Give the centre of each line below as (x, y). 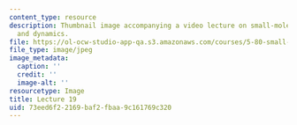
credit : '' (37, 75)
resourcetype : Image (47, 91)
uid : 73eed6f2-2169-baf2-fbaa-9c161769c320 (91, 107)
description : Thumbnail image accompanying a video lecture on (128, 26)
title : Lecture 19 (43, 99)
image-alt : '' (43, 83)
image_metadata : (39, 58)
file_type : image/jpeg (51, 50)
